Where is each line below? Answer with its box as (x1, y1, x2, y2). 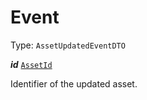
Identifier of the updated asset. (10, 77, 138, 90)
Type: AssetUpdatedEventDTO (10, 39, 126, 51)
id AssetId (10, 58, 53, 70)
